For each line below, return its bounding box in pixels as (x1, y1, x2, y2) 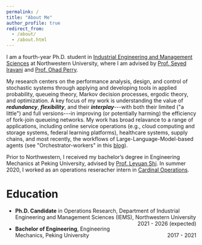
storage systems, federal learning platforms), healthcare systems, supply (6, 129, 188, 136)
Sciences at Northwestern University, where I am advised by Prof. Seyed (6, 60, 187, 67)
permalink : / (6, 8, 39, 15)
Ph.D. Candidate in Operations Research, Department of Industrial (14, 207, 180, 214)
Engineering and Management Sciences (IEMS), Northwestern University (14, 213, 197, 220)
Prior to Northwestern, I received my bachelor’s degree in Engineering (6, 154, 180, 160)
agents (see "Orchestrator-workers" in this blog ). (6, 142, 128, 149)
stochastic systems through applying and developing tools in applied (6, 84, 177, 91)
